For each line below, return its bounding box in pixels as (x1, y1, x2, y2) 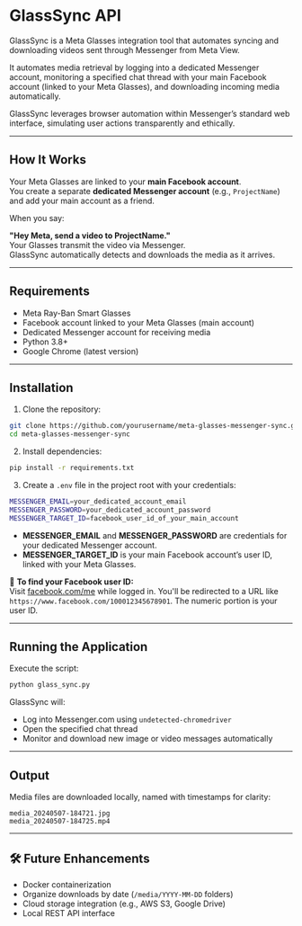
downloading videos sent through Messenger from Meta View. (9, 44, 240, 55)
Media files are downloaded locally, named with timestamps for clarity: (9, 792, 271, 803)
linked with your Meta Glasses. (22, 558, 137, 569)
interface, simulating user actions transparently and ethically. (9, 118, 235, 129)
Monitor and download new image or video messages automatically (22, 734, 273, 744)
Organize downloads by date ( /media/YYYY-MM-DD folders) (22, 888, 234, 899)
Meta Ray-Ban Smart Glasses (22, 307, 131, 318)
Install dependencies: (22, 446, 102, 457)
